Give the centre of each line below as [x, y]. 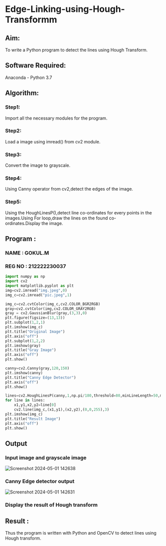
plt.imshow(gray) [23, 345]
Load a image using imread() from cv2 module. [53, 141]
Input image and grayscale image [46, 458]
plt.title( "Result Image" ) [33, 419]
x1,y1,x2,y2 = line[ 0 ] [35, 405]
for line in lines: [25, 401]
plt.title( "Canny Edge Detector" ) [41, 377]
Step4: [14, 178]
